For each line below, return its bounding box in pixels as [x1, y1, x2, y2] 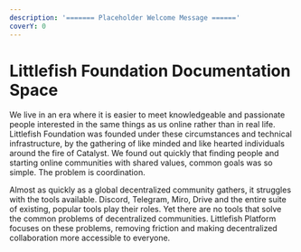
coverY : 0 [9, 22, 47, 31]
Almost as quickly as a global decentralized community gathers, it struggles [9, 184, 292, 195]
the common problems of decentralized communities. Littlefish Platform [9, 213, 277, 224]
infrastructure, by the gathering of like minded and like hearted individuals [9, 138, 285, 149]
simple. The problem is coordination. [9, 167, 146, 178]
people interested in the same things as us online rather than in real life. [9, 119, 276, 130]
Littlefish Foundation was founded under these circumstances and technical [9, 128, 292, 140]
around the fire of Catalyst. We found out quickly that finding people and [9, 148, 279, 159]
